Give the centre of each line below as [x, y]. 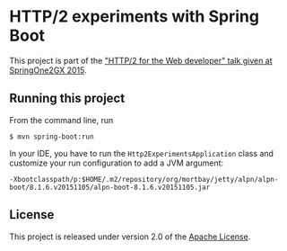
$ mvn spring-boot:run [52, 137]
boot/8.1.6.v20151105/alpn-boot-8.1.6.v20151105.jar [110, 187]
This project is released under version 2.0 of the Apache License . [130, 237]
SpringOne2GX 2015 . [48, 70]
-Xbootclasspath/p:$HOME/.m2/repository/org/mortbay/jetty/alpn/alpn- [144, 179]
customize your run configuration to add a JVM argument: [117, 163]
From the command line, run [61, 120]
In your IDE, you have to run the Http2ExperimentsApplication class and [141, 153]
